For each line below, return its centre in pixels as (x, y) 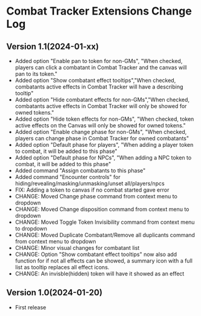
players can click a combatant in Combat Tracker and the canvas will (101, 67)
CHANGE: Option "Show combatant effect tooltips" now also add (96, 254)
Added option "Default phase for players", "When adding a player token (104, 145)
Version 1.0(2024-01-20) (54, 293)
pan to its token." (36, 74)
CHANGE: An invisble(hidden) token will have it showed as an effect (100, 274)
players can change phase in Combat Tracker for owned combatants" (102, 138)
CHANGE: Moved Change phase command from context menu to (96, 196)
